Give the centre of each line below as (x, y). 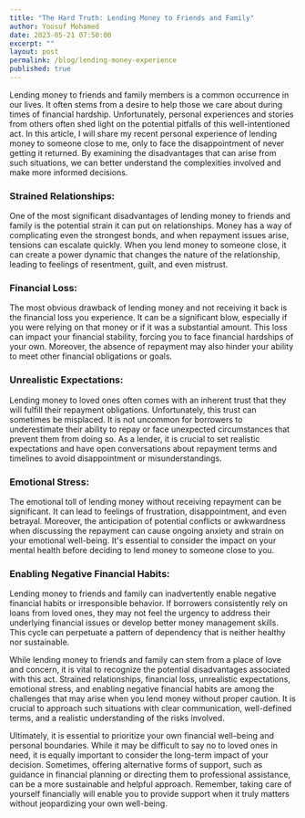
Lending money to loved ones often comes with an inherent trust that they (148, 400)
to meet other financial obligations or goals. (91, 356)
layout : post (34, 52)
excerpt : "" (32, 43)
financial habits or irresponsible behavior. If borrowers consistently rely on (149, 603)
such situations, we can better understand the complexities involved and (146, 163)
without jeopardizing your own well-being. (89, 803)
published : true (40, 69)
